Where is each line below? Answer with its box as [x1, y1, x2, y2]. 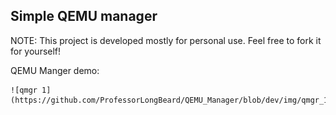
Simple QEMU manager [10, 8, 158, 25]
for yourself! [10, 45, 62, 57]
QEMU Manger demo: [10, 64, 100, 76]
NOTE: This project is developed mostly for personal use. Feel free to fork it [10, 34, 322, 46]
